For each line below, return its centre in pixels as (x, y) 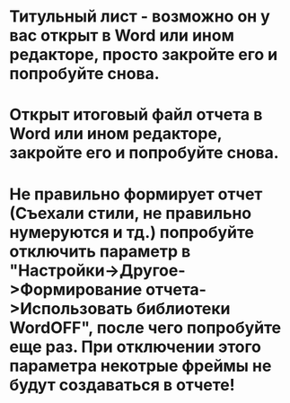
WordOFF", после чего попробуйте (145, 327)
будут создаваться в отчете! (122, 385)
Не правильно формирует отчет (136, 194)
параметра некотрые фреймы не (141, 366)
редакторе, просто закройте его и (144, 55)
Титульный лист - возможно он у (140, 17)
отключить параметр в (100, 251)
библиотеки (183, 308)
